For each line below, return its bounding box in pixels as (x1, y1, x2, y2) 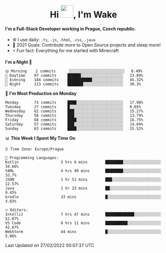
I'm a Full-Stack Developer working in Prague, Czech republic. (5, 25, 136, 32)
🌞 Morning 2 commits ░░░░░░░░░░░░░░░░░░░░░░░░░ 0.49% (5, 69, 143, 74)
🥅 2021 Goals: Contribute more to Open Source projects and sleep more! (12, 42, 161, 48)
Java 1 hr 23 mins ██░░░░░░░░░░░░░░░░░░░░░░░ (5, 186, 162, 191)
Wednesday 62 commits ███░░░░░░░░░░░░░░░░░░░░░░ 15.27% (5, 109, 143, 114)
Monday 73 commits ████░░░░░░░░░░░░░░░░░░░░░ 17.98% (5, 100, 143, 105)
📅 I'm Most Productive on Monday (5, 90, 77, 96)
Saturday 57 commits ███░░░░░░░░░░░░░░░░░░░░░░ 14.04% (5, 122, 143, 127)
